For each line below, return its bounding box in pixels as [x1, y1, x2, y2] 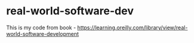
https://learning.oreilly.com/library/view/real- [77, 24, 188, 31]
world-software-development [6, 30, 79, 37]
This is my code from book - [6, 24, 76, 31]
